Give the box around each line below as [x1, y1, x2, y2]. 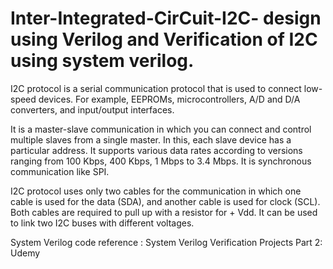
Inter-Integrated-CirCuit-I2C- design [10, 7, 322, 30]
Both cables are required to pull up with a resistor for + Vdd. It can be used [10, 206, 318, 218]
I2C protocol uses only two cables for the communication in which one [10, 185, 302, 197]
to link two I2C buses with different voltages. [10, 217, 195, 229]
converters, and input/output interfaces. [10, 103, 175, 116]
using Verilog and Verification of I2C [10, 28, 318, 51]
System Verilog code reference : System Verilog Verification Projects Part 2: [10, 236, 323, 248]
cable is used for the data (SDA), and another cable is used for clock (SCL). [10, 195, 321, 207]
